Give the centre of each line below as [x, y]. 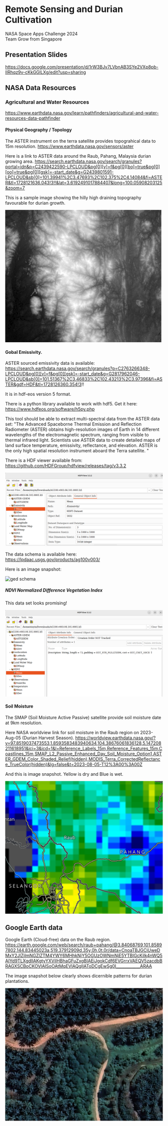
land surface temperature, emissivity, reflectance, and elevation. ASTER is [81, 445]
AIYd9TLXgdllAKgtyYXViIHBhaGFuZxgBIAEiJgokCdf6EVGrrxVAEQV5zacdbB [84, 961]
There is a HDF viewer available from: [44, 460]
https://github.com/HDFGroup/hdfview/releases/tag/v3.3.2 [66, 466]
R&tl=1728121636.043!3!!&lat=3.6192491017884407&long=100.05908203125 [84, 182]
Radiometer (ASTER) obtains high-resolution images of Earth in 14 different [82, 429]
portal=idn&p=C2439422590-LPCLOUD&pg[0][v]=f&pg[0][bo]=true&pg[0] [82, 167]
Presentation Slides [36, 55]
